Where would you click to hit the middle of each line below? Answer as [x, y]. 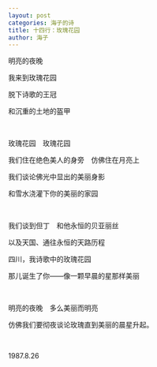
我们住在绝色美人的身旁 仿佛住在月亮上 [74, 160]
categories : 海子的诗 [41, 23]
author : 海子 [28, 37]
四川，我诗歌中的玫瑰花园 [50, 259]
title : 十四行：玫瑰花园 [44, 30]
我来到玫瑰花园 [32, 78]
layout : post [30, 15]
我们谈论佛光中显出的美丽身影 [56, 177]
